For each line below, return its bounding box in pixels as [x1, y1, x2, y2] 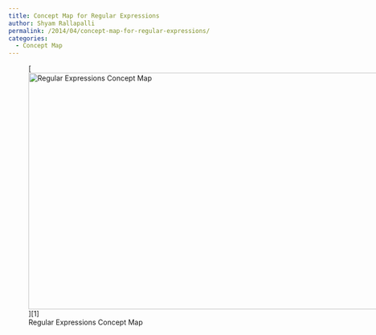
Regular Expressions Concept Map [28, 317, 143, 327]
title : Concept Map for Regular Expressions [8, 11, 160, 20]
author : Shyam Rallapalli [8, 19, 95, 27]
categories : [8, 34, 48, 43]
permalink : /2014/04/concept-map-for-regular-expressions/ [8, 27, 210, 35]
